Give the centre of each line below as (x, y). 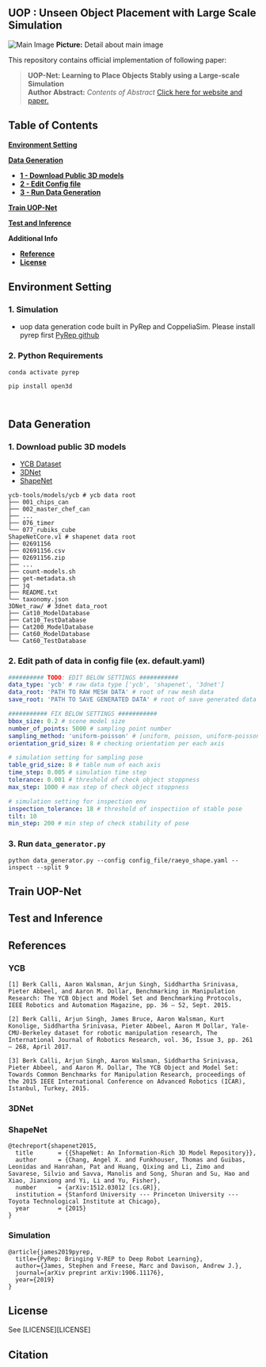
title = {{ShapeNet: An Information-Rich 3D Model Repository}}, (136, 1153)
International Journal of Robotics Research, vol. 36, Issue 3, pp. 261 (131, 1040)
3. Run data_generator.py (57, 844)
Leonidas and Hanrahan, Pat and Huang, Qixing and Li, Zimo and (116, 1167)
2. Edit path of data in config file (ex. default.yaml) (107, 661)
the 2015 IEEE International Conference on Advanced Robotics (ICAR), (127, 1082)
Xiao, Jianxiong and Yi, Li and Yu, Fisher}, (84, 1181)
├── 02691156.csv (37, 551)
